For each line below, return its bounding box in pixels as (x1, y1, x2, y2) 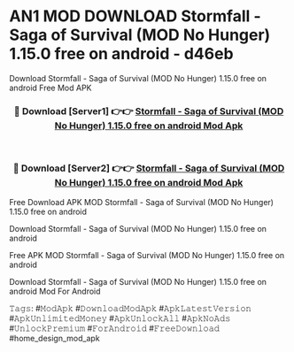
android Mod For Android (9, 286, 101, 296)
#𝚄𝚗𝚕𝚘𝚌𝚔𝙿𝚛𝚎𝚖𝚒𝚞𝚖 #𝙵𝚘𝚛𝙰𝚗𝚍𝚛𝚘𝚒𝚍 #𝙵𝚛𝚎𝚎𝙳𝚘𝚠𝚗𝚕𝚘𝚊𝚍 (9, 323, 220, 333)
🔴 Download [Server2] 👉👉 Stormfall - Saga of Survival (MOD (12, 162, 285, 174)
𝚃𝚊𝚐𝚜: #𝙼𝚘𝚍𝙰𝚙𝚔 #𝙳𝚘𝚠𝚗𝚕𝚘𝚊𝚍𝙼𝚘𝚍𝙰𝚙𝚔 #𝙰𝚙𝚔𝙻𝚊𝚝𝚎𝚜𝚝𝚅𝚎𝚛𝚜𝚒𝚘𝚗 (9, 302, 252, 313)
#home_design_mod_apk (9, 333, 100, 343)
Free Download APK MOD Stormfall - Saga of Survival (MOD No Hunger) (9, 196, 275, 207)
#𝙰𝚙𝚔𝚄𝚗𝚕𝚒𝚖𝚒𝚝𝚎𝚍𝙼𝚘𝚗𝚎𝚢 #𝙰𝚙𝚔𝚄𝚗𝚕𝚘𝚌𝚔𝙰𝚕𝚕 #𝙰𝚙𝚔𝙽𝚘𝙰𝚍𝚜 (9, 312, 231, 324)
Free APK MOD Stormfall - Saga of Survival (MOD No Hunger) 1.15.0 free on (9, 249, 285, 260)
